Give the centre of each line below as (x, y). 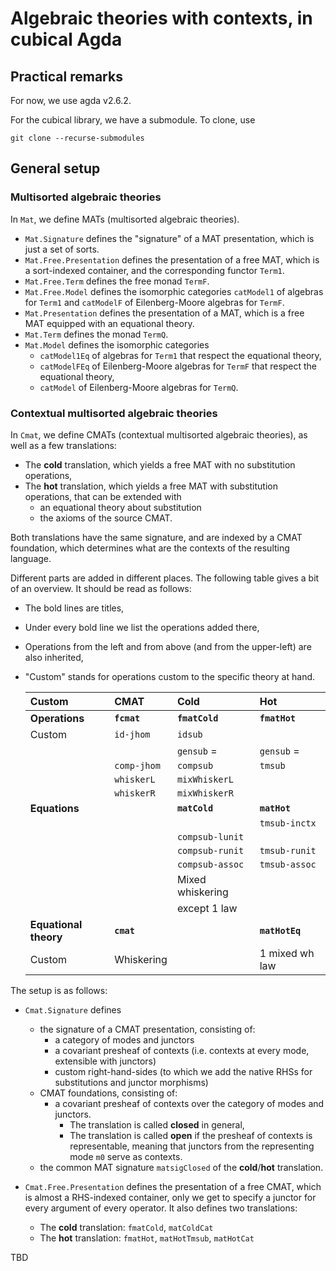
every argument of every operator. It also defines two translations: (161, 1208)
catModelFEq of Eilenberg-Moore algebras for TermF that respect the (178, 366)
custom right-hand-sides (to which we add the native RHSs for (183, 1071)
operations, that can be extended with (103, 496)
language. (31, 558)
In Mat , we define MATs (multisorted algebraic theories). (125, 219)
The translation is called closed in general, (157, 1124)
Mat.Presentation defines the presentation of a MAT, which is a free (164, 313)
